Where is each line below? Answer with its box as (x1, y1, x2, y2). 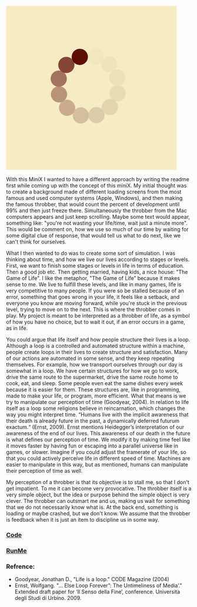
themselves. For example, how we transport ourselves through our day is (6, 361, 183, 368)
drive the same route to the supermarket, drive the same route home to (6, 373, 178, 381)
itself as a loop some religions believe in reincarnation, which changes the (6, 405, 185, 412)
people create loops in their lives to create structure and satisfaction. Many (6, 349, 188, 355)
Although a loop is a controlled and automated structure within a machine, (6, 342, 185, 349)
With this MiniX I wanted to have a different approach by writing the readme (6, 176, 189, 182)
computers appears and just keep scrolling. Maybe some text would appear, (6, 214, 190, 220)
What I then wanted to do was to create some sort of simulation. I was (6, 250, 175, 256)
